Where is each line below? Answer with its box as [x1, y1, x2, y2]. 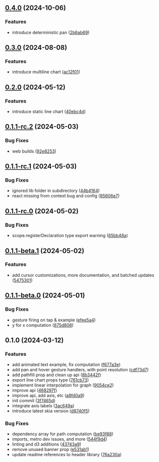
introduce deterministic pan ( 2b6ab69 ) [12, 29, 90, 35]
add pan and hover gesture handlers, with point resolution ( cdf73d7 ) [12, 367, 149, 373]
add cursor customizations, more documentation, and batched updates [12, 272, 154, 278]
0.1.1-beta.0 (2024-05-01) [5, 291, 85, 300]
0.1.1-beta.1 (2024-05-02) [5, 247, 85, 255]
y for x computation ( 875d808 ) [12, 322, 74, 328]
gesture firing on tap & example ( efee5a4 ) [12, 317, 96, 323]
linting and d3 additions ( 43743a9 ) [12, 441, 81, 447]
